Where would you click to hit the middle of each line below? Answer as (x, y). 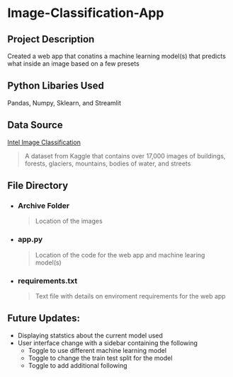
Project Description (51, 39)
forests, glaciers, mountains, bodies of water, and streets (108, 163)
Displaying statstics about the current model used (90, 335)
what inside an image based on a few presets (73, 64)
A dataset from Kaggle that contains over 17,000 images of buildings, (125, 156)
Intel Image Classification (44, 142)
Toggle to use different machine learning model (97, 350)
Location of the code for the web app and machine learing (120, 255)
